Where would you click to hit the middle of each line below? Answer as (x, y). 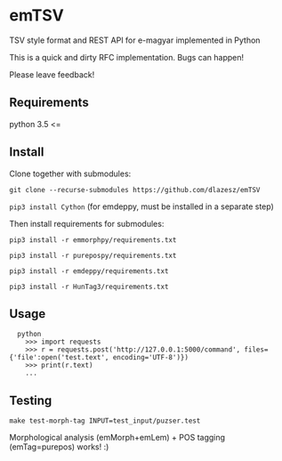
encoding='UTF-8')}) (151, 358)
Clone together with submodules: (70, 174)
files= (256, 350)
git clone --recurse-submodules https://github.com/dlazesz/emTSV (135, 190)
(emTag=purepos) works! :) (59, 447)
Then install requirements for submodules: (87, 223)
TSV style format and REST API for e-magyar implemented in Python (135, 40)
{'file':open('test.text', (59, 358)
